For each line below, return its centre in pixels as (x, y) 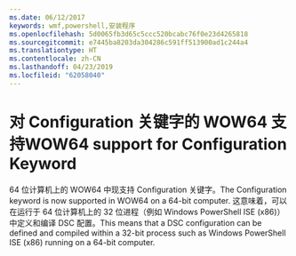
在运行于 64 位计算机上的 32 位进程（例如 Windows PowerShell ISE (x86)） (147, 212)
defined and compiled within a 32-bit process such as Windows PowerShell (148, 233)
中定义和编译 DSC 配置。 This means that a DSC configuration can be (136, 222)
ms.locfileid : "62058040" (57, 76)
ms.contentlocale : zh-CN (55, 59)
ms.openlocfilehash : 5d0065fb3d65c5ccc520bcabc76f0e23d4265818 (129, 34)
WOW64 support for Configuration (156, 144)
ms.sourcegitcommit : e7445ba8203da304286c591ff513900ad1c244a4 (129, 42)
